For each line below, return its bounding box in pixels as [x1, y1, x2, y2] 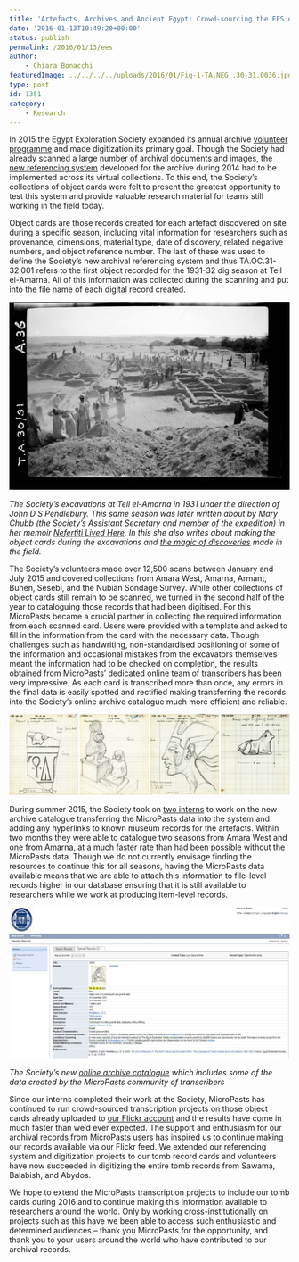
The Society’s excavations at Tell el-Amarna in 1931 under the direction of [9, 498, 280, 509]
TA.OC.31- [238, 255, 277, 267]
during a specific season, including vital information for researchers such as [9, 228, 288, 238]
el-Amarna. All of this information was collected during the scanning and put [9, 275, 289, 286]
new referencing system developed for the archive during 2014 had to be [9, 162, 278, 173]
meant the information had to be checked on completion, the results [9, 658, 259, 668]
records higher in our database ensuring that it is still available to [9, 879, 246, 890]
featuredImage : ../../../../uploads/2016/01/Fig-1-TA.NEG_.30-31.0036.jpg [9, 71, 293, 80]
